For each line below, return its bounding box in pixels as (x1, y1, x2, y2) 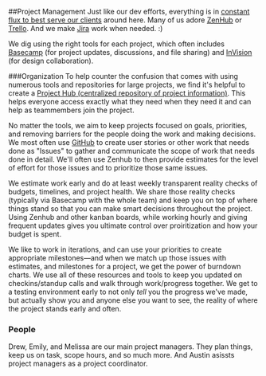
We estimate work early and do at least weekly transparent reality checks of (8, 178, 258, 188)
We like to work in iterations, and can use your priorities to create (8, 245, 222, 254)
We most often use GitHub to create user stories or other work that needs (8, 138, 249, 147)
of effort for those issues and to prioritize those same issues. (8, 163, 209, 172)
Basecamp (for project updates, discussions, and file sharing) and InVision (8, 48, 252, 57)
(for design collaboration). (8, 56, 94, 65)
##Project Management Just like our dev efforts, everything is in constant (8, 7, 250, 16)
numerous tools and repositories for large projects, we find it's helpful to (8, 80, 245, 89)
